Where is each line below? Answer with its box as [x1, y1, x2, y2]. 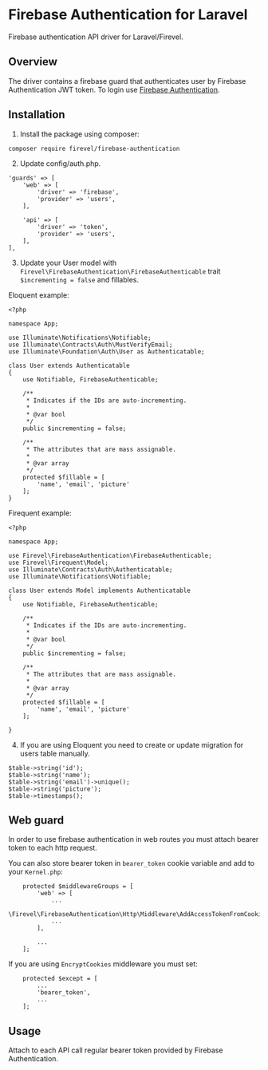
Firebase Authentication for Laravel [8, 6, 248, 24]
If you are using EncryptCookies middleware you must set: [8, 959, 198, 969]
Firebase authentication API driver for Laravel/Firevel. [8, 32, 183, 41]
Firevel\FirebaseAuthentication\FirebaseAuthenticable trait [19, 266, 221, 276]
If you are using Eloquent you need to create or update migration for [19, 740, 244, 749]
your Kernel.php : [8, 867, 64, 877]
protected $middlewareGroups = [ [22, 882, 134, 890]
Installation [8, 108, 65, 121]
